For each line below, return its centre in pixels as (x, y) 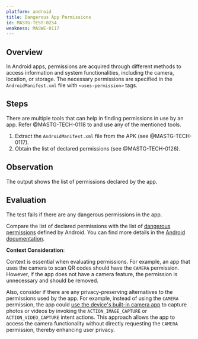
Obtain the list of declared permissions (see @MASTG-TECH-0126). (98, 148)
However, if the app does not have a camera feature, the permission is (92, 274)
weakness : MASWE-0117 (33, 28)
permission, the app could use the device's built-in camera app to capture (97, 304)
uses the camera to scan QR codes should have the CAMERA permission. (93, 268)
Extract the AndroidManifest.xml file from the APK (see (82, 136)
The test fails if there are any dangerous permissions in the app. (84, 215)
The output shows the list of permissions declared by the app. (82, 181)
